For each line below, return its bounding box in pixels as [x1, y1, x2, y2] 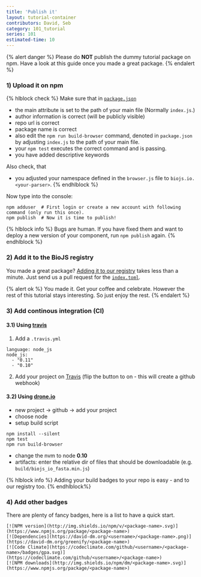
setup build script [14, 419, 59, 426]
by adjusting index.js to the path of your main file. [14, 139, 140, 146]
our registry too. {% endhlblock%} [6, 482, 91, 490]
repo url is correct [14, 119, 60, 126]
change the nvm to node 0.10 [14, 452, 88, 459]
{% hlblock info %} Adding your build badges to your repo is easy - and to [6, 476, 190, 484]
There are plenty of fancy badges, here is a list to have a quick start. [6, 511, 175, 519]
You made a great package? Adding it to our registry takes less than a [6, 267, 179, 274]
